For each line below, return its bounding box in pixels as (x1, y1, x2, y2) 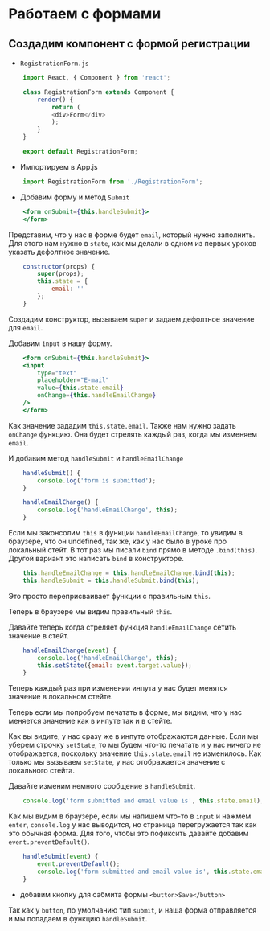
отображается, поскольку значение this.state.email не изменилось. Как (8, 748, 262, 758)
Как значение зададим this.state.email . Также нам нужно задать (8, 420, 237, 430)
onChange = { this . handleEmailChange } (37, 392, 157, 400)
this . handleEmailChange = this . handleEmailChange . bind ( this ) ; (22, 569, 235, 577)
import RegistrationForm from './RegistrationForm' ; (22, 178, 203, 186)
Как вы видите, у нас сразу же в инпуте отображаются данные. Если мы (8, 732, 259, 741)
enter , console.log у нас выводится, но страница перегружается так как (8, 820, 257, 830)
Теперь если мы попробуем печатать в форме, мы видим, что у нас (8, 707, 243, 717)
